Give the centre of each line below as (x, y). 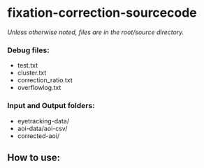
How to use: (34, 157)
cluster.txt (32, 73)
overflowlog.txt (39, 88)
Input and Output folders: (51, 106)
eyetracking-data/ (43, 121)
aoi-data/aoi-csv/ (42, 128)
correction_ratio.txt (45, 80)
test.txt (28, 66)
